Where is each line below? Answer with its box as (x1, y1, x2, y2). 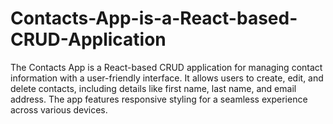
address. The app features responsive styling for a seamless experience (10, 93, 308, 105)
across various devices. (10, 103, 108, 116)
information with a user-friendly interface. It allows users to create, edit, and (10, 72, 324, 84)
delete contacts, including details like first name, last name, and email (10, 82, 297, 94)
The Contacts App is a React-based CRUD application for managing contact (10, 61, 323, 73)
